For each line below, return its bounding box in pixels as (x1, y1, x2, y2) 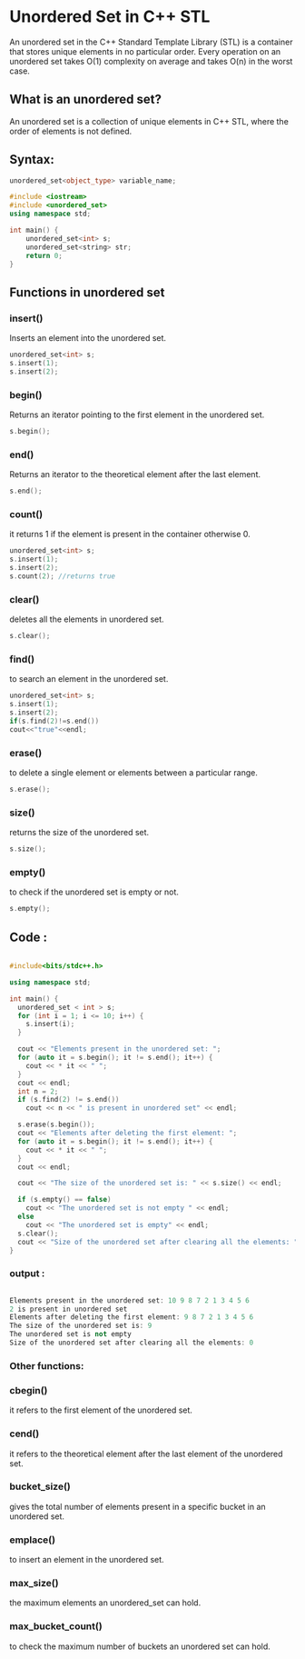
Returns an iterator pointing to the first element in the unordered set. (9, 409, 265, 420)
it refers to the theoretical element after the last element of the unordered (9, 1448, 283, 1459)
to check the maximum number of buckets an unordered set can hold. (9, 1641, 271, 1652)
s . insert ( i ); (25, 1020, 75, 1029)
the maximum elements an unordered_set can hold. (9, 1597, 202, 1608)
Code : (9, 929, 48, 944)
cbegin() (9, 1384, 48, 1396)
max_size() (9, 1577, 59, 1590)
